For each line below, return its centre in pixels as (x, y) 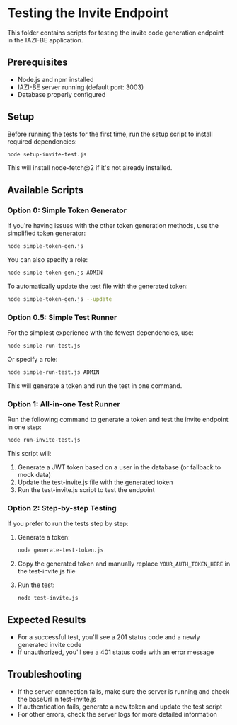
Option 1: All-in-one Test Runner (64, 404)
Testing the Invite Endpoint (88, 13)
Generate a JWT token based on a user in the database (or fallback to (119, 467)
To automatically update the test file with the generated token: (98, 286)
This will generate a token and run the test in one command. (95, 386)
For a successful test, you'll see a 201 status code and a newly (109, 637)
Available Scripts (45, 190)
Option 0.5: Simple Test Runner (62, 317)
